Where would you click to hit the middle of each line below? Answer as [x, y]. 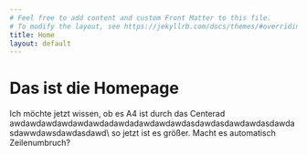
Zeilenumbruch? [40, 143]
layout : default [40, 43]
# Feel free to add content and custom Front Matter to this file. [141, 18]
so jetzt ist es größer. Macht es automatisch [194, 133]
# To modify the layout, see [65, 26]
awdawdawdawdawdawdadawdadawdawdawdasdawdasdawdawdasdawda [152, 123]
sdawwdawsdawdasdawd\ [59, 133]
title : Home [32, 35]
